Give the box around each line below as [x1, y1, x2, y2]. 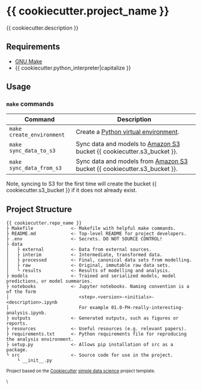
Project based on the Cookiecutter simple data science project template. [6, 368, 156, 374]
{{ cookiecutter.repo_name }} [6, 220, 82, 226]
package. [6, 347, 28, 353]
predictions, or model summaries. [6, 278, 93, 284]
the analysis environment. [6, 336, 74, 342]
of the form [6, 289, 36, 295]
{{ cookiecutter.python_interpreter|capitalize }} [14, 64, 131, 71]
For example [79, 305, 109, 311]
